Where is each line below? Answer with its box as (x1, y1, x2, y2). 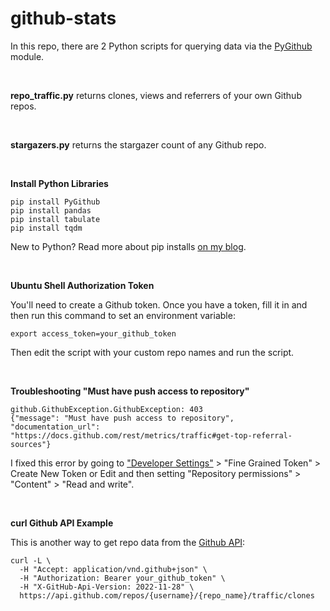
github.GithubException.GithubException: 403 (10, 404, 203, 414)
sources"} (10, 439, 52, 449)
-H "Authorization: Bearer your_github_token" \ (19, 573, 226, 583)
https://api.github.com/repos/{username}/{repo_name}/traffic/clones (19, 590, 315, 601)
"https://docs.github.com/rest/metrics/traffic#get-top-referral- (10, 430, 293, 441)
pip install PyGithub (10, 197, 101, 207)
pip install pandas (10, 205, 92, 216)
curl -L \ (10, 555, 52, 566)
